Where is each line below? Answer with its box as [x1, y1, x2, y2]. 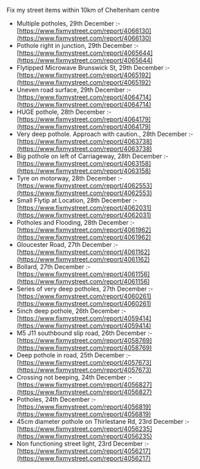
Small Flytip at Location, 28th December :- [16, 196, 138, 204]
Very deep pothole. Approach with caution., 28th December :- [16, 130, 194, 138]
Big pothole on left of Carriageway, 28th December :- [16, 152, 169, 160]
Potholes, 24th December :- [16, 395, 96, 403]
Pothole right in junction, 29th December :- [16, 42, 139, 49]
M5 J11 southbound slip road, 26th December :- [16, 329, 153, 337]
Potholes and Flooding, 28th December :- [16, 219, 136, 226]
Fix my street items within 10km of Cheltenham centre [6, 6, 160, 14]
